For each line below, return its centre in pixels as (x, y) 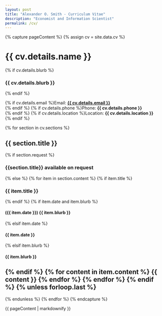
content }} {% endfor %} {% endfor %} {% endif (80, 280)
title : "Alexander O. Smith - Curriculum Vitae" (55, 14)
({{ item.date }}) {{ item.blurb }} (38, 213)
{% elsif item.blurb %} (27, 246)
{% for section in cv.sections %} (37, 128)
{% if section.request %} (30, 155)
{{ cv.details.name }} (48, 57)
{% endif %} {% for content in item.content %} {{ (81, 272)
